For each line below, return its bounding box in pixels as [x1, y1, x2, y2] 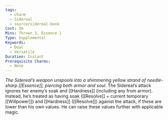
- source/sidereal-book [10, 21, 59, 27]
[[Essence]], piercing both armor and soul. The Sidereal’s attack [18, 82, 151, 88]
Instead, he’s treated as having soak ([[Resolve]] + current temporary [5, 93, 148, 99]
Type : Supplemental [5, 36, 46, 41]
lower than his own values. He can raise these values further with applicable [5, 104, 163, 110]
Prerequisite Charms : [5, 59, 51, 64]
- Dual [10, 45, 24, 50]
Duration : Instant [5, 54, 44, 59]
